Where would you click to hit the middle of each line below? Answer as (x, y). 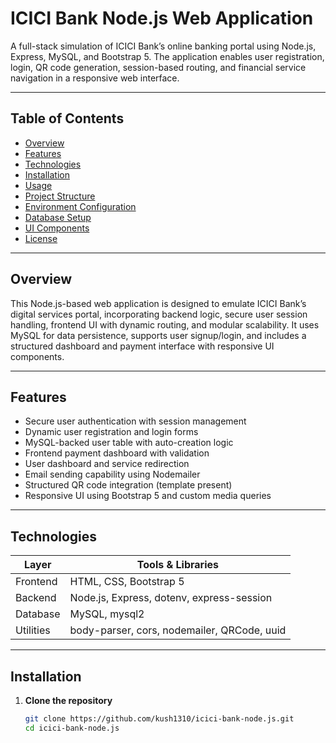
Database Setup (58, 217)
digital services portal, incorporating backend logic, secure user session (159, 314)
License (41, 238)
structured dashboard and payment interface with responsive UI (142, 346)
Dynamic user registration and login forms (111, 432)
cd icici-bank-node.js (72, 728)
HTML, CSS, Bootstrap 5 (127, 582)
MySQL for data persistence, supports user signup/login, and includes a (158, 335)
